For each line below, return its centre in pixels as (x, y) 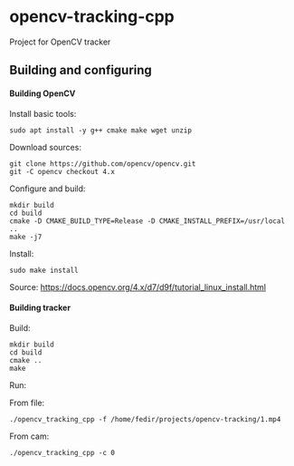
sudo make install (44, 270)
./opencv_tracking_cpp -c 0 (62, 452)
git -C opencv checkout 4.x (62, 171)
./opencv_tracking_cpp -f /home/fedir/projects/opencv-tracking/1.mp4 (145, 419)
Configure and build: (47, 189)
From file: (27, 403)
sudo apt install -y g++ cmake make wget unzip (101, 130)
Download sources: (45, 147)
